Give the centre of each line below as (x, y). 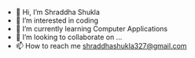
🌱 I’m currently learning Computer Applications (91, 29)
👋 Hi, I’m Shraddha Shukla (58, 12)
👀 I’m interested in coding (57, 20)
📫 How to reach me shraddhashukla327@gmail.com (101, 46)
